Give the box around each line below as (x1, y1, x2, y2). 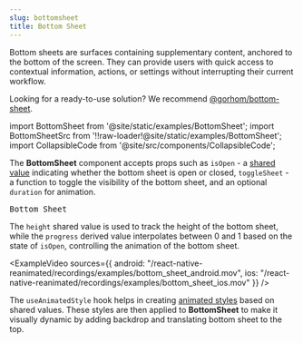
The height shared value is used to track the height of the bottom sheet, (9, 220, 279, 231)
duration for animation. (9, 186, 96, 197)
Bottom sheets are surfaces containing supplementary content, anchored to (9, 46, 293, 57)
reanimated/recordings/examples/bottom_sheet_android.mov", (9, 267, 243, 278)
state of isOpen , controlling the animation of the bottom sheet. (9, 240, 240, 250)
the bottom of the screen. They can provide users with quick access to (9, 56, 274, 67)
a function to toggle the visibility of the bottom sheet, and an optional (9, 176, 268, 187)
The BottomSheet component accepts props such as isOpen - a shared (9, 157, 276, 168)
